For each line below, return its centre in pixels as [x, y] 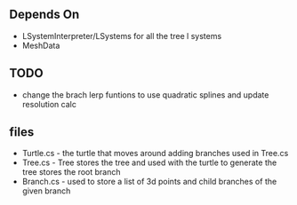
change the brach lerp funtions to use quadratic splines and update [145, 95]
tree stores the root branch [71, 172]
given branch [46, 191]
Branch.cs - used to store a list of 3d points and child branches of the [149, 182]
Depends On [44, 15]
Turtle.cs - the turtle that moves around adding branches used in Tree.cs [155, 154]
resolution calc [49, 104]
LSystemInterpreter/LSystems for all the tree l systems [122, 35]
